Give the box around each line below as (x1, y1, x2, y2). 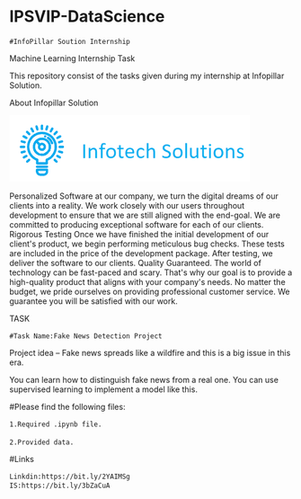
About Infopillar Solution (9, 97, 99, 108)
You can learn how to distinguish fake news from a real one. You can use (9, 374, 279, 385)
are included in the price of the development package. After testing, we (9, 247, 274, 258)
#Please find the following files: (9, 401, 126, 412)
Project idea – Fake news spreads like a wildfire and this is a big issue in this (9, 347, 291, 358)
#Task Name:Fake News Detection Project (9, 331, 164, 341)
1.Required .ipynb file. (9, 420, 102, 429)
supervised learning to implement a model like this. (9, 384, 198, 395)
